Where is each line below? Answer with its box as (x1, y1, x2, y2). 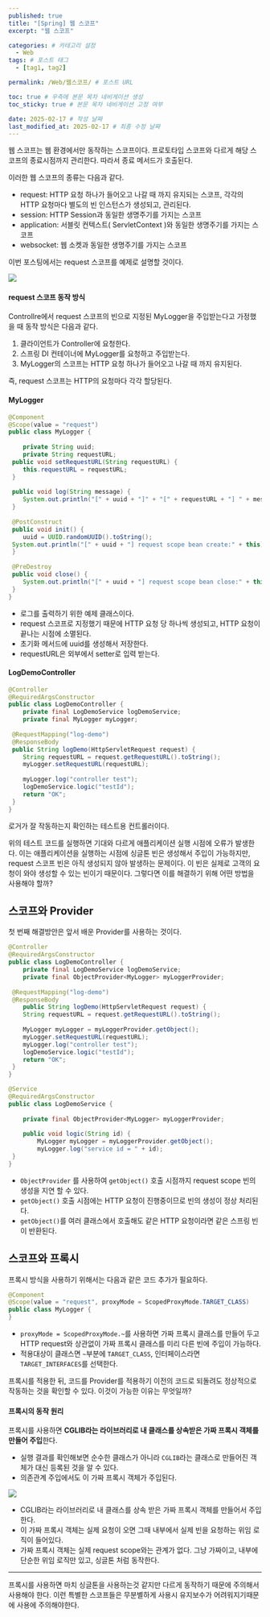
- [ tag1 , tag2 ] (15, 64, 67, 73)
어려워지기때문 (214, 1590, 260, 1600)
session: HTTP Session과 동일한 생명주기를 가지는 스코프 (19, 210, 202, 220)
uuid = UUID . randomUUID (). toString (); (22, 533, 153, 541)
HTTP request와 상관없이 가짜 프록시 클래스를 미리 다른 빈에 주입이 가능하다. (19, 1339, 261, 1349)
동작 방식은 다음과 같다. (25, 321, 99, 331)
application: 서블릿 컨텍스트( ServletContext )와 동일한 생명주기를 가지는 (19, 220, 251, 230)
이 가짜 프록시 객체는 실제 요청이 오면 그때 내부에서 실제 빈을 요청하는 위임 (19, 1525, 252, 1535)
